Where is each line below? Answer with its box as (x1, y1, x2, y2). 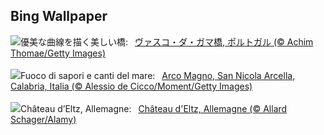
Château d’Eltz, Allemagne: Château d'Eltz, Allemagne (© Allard (20, 102, 288, 114)
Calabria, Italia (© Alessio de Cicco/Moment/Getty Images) (10, 80, 253, 92)
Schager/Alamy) (10, 113, 77, 125)
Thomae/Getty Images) (10, 47, 107, 59)
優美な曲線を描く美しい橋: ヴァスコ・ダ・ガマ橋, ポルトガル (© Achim (20, 35, 314, 48)
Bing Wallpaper (10, 8, 108, 25)
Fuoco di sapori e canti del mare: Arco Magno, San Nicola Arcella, (20, 69, 296, 81)
